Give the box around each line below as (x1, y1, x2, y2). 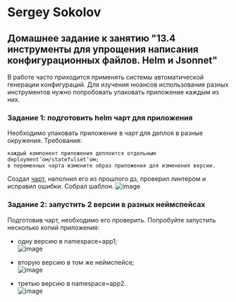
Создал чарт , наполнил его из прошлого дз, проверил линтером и (7, 175, 206, 183)
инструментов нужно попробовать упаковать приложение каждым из (7, 88, 220, 96)
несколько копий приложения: (7, 223, 100, 232)
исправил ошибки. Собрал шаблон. (7, 182, 114, 191)
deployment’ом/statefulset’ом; (7, 156, 99, 163)
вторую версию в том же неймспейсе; (17, 258, 135, 266)
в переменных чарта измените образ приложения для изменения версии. (7, 163, 216, 170)
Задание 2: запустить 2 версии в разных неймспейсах (7, 200, 206, 210)
